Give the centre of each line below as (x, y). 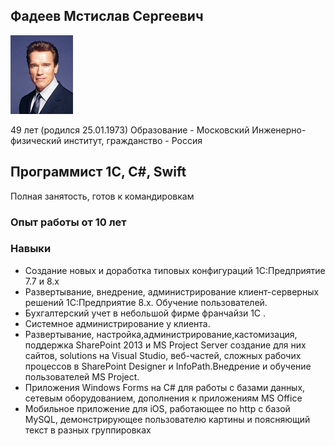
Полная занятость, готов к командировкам (102, 196)
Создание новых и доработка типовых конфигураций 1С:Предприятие (175, 270)
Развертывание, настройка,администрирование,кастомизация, (161, 334)
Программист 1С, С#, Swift (98, 172)
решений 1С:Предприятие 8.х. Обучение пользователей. (146, 302)
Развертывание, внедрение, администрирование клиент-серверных (172, 291)
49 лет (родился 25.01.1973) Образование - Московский (130, 130)
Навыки (31, 249)
